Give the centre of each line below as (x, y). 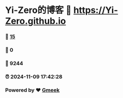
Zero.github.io (36, 21)
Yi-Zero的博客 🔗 (38, 10)
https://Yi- (96, 10)
